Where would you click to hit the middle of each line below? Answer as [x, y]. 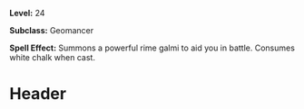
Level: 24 [27, 13]
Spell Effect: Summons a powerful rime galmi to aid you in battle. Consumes [152, 48]
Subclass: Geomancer [52, 30]
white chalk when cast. [52, 57]
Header [38, 94]
